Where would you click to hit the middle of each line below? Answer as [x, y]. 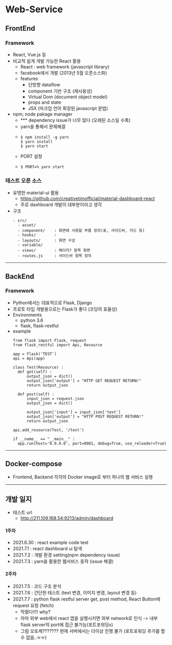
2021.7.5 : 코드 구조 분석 [37, 586]
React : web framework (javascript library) [65, 66]
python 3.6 [32, 320]
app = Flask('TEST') [35, 354]
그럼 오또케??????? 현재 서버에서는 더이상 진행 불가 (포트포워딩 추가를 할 [93, 631]
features [29, 78]
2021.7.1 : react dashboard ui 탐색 [47, 548]
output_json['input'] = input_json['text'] [74, 412]
